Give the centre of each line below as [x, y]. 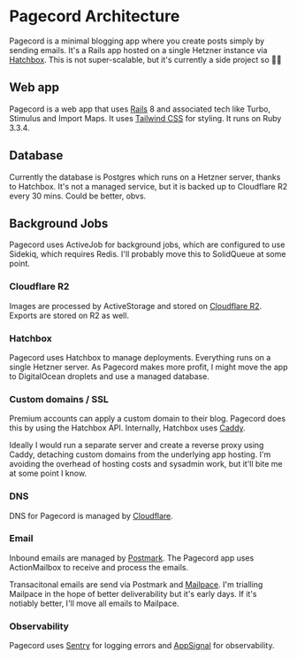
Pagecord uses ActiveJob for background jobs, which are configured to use [147, 244]
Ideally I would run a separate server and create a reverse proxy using [137, 446]
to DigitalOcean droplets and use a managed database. [109, 376]
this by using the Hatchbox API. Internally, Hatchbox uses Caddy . [127, 428]
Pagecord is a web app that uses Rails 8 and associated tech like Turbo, [140, 109]
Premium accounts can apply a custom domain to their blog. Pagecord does [147, 419]
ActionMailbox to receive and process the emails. [99, 567]
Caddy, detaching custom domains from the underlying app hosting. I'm [140, 454]
